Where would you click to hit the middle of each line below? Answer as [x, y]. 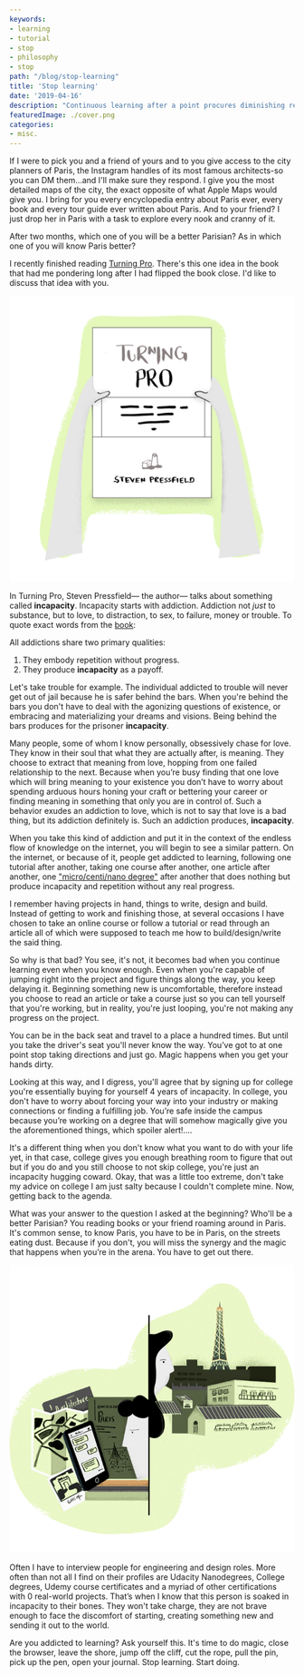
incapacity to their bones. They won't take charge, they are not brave [138, 1605]
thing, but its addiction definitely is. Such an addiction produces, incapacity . [152, 820]
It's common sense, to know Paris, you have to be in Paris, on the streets [145, 1233]
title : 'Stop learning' [54, 86]
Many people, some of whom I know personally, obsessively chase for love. [150, 743]
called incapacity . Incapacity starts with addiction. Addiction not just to [142, 606]
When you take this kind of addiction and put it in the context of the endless [151, 838]
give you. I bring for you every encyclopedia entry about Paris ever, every [146, 200]
